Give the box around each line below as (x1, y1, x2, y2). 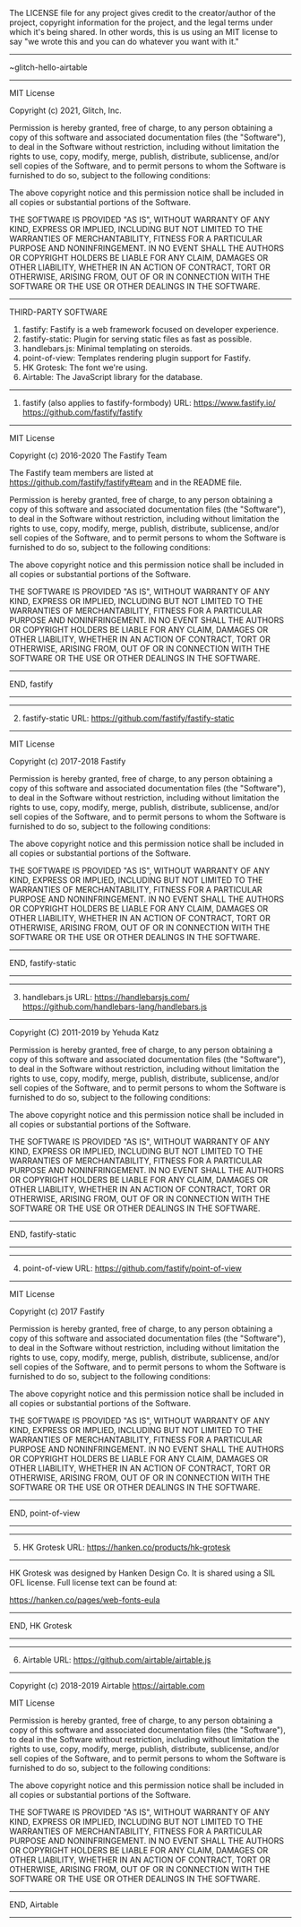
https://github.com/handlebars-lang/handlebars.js (21, 1001, 208, 1012)
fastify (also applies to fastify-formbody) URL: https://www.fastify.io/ (21, 398, 276, 408)
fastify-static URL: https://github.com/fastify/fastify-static (21, 713, 235, 723)
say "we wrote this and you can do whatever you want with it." (9, 36, 239, 47)
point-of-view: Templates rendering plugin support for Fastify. (21, 353, 251, 363)
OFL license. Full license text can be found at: (9, 1577, 177, 1587)
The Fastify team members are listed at (9, 468, 154, 478)
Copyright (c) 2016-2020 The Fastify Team (9, 450, 168, 461)
